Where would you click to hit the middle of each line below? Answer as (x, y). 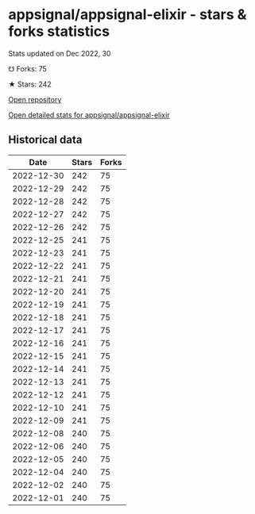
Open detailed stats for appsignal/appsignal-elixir (89, 115)
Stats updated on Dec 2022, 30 (60, 53)
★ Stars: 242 (30, 84)
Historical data (45, 140)
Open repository (35, 99)
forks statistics (59, 31)
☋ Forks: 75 (28, 68)
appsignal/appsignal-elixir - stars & (127, 15)
